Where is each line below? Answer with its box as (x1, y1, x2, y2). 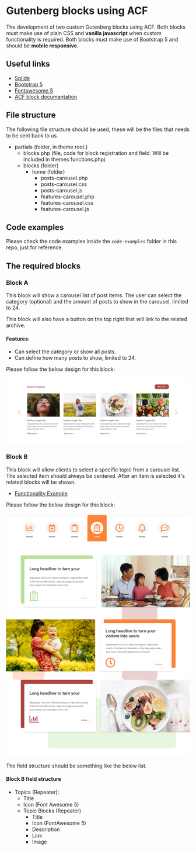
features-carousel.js (40, 205, 89, 212)
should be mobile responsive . (6, 42, 79, 49)
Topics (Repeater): (14, 788, 60, 795)
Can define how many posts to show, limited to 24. (14, 354, 136, 361)
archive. (6, 322, 26, 329)
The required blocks (6, 261, 80, 271)
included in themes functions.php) (23, 156, 106, 163)
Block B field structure (6, 776, 61, 783)
